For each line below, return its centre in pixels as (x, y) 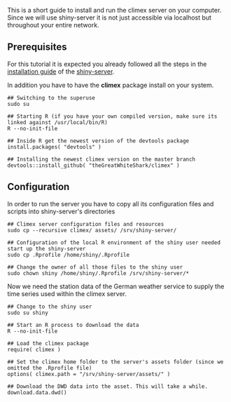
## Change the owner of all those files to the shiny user (95, 267)
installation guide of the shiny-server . (61, 71)
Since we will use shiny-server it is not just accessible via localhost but (110, 18)
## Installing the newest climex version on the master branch (101, 159)
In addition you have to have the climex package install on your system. (111, 85)
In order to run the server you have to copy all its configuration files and (111, 203)
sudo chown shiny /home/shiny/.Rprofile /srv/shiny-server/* (98, 273)
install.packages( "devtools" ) (54, 147)
